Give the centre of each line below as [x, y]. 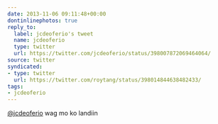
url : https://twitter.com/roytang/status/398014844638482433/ [108, 80]
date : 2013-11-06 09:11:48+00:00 [57, 14]
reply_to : [22, 27]
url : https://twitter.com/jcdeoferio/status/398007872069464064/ [113, 54]
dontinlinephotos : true [43, 21]
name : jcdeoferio [39, 40]
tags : [15, 86]
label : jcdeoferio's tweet [54, 34]
